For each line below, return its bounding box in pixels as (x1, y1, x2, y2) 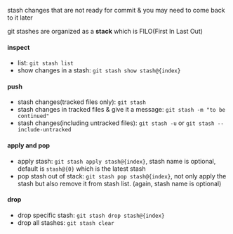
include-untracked (17, 126, 72, 134)
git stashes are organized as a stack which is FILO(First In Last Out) (7, 27, 204, 35)
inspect (7, 43, 30, 51)
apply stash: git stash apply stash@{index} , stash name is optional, (17, 157, 216, 165)
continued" (17, 112, 50, 120)
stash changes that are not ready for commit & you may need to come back (7, 6, 226, 14)
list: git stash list (17, 59, 74, 67)
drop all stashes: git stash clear (17, 218, 114, 227)
